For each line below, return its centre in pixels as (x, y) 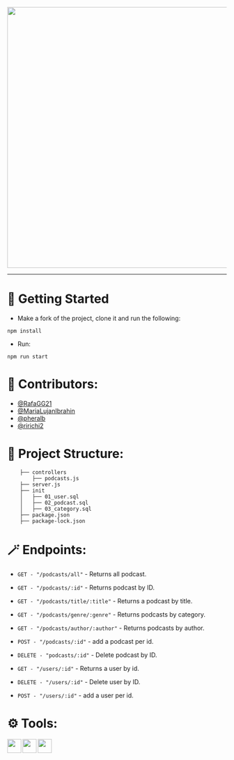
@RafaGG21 (34, 403)
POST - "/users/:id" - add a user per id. (75, 695)
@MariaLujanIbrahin (46, 411)
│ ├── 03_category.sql (56, 509)
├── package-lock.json (53, 521)
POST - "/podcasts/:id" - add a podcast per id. (85, 641)
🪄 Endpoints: (47, 550)
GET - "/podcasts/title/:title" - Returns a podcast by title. (105, 601)
